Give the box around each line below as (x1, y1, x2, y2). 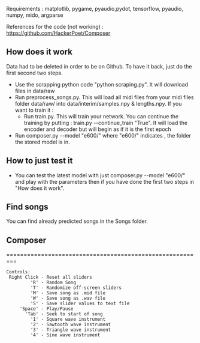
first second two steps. (6, 69, 63, 76)
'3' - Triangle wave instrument (30, 327, 111, 333)
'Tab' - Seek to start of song (25, 311, 103, 317)
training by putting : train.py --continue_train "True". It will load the (23, 119, 187, 126)
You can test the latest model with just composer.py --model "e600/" (14, 171, 186, 179)
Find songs (6, 202, 49, 212)
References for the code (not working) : (6, 23, 104, 30)
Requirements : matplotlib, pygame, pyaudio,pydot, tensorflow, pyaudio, (6, 5, 184, 12)
